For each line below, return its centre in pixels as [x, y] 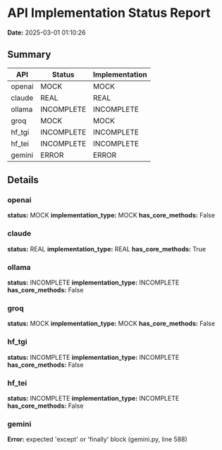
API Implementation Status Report [109, 13]
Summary [29, 55]
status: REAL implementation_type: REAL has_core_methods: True [107, 249]
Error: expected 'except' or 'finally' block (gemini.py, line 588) [98, 439]
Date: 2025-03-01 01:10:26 [47, 32]
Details [23, 180]
